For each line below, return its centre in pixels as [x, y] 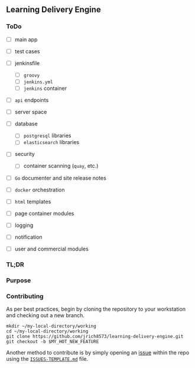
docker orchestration [40, 190]
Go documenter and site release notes [60, 178]
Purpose [19, 280]
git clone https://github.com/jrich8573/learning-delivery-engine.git [95, 337]
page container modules [44, 213]
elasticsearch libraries [51, 142]
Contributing [25, 296]
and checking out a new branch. [45, 315]
